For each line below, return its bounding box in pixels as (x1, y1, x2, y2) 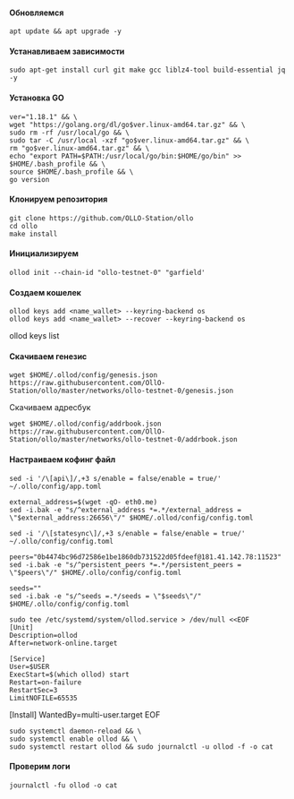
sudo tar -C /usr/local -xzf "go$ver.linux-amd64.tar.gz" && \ (9, 135, 250, 145)
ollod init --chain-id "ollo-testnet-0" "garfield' (9, 269, 206, 278)
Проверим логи (9, 761, 71, 772)
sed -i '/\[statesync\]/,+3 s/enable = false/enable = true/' (9, 528, 246, 537)
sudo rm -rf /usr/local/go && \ (9, 128, 130, 137)
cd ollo (9, 221, 38, 230)
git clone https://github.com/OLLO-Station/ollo (9, 213, 194, 223)
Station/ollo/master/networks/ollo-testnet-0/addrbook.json (9, 435, 239, 444)
